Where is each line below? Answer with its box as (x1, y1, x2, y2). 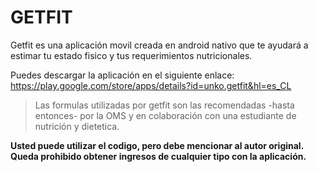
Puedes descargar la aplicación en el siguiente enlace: (10, 69, 235, 81)
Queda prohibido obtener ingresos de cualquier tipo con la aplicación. (10, 150, 307, 162)
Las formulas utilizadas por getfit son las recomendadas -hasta (34, 99, 295, 111)
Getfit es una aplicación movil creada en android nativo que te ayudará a (10, 39, 309, 51)
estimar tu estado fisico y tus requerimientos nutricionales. (10, 49, 253, 61)
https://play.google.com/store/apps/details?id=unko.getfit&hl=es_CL (10, 79, 292, 91)
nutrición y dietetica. (34, 120, 120, 132)
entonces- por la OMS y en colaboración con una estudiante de (34, 109, 297, 121)
